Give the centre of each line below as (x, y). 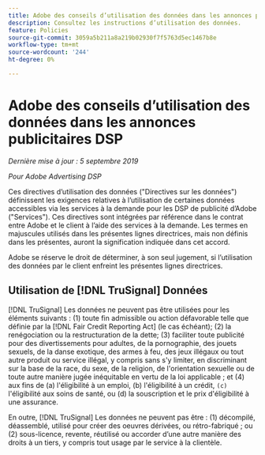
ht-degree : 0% (32, 60)
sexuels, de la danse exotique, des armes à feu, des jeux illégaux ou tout (126, 352)
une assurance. (34, 402)
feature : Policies (38, 30)
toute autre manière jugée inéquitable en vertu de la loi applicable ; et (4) (127, 377)
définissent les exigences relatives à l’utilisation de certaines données (121, 200)
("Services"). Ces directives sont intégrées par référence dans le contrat (126, 216)
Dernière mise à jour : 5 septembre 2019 (73, 161)
